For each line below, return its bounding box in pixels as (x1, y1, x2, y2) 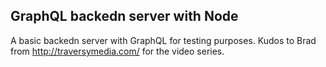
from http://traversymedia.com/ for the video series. (10, 45, 225, 57)
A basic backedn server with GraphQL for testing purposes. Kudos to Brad (10, 34, 317, 46)
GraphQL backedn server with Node (10, 8, 239, 25)
